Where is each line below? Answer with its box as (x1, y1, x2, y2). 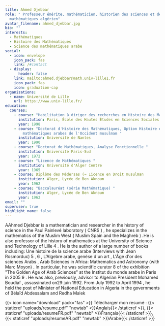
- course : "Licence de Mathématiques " (14, 158, 96, 163)
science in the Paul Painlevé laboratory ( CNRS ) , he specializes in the (5, 228, 147, 233)
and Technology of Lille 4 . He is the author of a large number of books (5, 243, 149, 249)
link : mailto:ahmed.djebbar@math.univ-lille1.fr (14, 76, 115, 81)
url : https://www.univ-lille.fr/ (14, 99, 82, 104)
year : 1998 (18, 122, 41, 127)
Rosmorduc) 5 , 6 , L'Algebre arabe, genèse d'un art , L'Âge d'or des (5, 254, 142, 260)
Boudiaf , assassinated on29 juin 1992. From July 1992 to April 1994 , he (5, 280, 151, 286)
